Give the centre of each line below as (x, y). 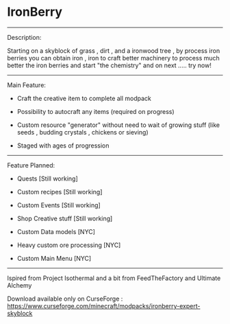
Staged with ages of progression (63, 146)
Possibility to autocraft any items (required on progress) (95, 111)
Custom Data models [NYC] (56, 231)
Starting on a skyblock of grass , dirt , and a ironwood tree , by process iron (114, 50)
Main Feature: (27, 85)
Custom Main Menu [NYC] (54, 258)
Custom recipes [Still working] (60, 192)
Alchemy (20, 285)
